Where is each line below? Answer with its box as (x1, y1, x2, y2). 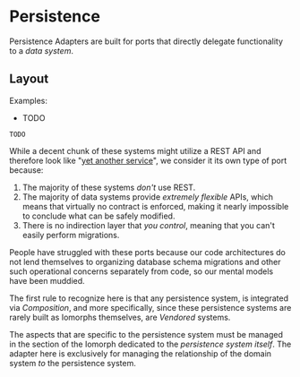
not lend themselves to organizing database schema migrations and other (9, 256, 281, 267)
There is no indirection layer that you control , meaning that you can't (21, 219, 276, 230)
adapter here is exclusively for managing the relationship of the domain (9, 347, 271, 359)
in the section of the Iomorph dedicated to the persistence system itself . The (9, 338, 292, 349)
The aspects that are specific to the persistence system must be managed (9, 329, 284, 339)
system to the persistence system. (9, 357, 136, 368)
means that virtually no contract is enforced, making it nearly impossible (21, 201, 289, 211)
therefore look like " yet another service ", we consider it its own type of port (9, 155, 287, 166)
